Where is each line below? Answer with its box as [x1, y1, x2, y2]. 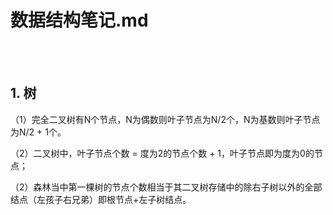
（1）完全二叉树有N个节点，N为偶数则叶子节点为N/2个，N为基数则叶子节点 [10, 113, 321, 125]
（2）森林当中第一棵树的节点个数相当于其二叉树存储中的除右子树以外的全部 [10, 181, 323, 193]
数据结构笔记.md [10, 9, 149, 32]
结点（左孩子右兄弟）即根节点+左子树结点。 [10, 193, 192, 205]
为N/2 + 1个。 [10, 126, 67, 138]
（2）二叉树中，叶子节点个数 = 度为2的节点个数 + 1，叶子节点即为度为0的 [10, 147, 315, 159]
